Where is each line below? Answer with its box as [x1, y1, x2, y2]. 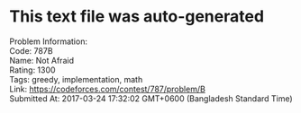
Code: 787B [9, 45, 53, 56]
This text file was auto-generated [9, 6, 264, 27]
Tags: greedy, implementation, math [9, 74, 143, 84]
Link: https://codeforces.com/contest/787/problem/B [9, 83, 205, 94]
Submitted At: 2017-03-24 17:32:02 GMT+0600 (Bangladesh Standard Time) [9, 92, 293, 104]
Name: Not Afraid [9, 55, 75, 65]
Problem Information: [9, 36, 88, 47]
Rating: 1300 [9, 65, 56, 75]
